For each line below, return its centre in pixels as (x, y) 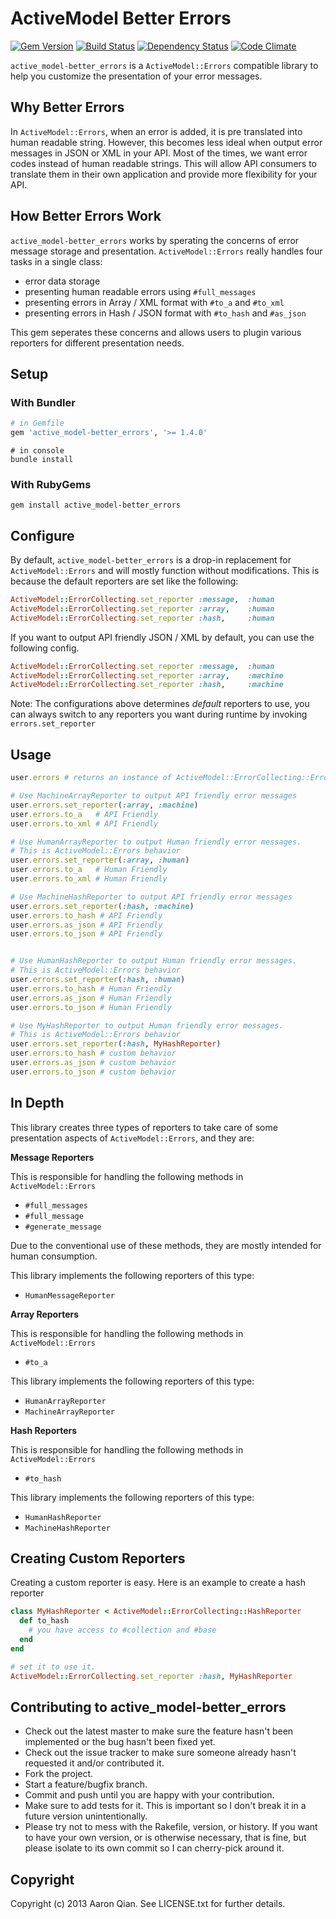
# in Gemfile (37, 423)
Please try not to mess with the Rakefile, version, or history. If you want (171, 1827)
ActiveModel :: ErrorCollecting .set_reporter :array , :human (142, 608)
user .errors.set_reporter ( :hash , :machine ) (102, 906)
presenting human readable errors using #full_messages (140, 291)
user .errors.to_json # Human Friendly (91, 1007)
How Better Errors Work (86, 216)
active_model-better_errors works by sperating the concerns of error (155, 240)
